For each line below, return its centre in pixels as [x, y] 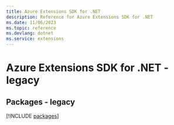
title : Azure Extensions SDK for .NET [53, 11]
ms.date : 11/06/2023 [31, 22]
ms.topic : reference [31, 28]
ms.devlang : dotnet [30, 33]
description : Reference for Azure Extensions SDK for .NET [80, 17]
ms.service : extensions [35, 39]
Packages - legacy [40, 102]
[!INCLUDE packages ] [33, 116]
